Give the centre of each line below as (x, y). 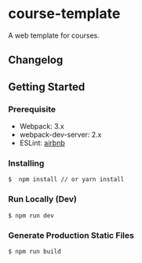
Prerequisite (32, 109)
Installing (26, 163)
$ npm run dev (31, 216)
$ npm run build (35, 251)
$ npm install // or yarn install (66, 180)
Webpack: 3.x (42, 126)
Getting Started (47, 87)
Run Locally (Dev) (42, 199)
